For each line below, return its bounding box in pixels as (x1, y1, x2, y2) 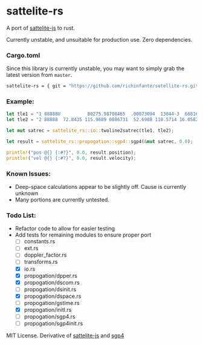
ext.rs (24, 245, 39, 252)
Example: (6, 97, 34, 106)
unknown (14, 189, 39, 197)
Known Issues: (6, 169, 51, 178)
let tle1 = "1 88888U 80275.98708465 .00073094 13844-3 (6, 111, 180, 117)
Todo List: (6, 211, 36, 219)
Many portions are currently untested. (14, 195, 110, 203)
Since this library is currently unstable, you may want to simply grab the (6, 65, 185, 72)
